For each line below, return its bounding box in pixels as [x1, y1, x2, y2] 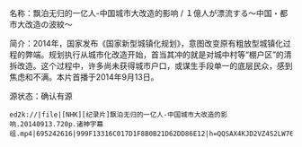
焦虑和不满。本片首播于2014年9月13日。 [9, 72, 159, 82]
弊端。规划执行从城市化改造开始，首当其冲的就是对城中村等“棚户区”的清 [24, 49, 292, 60]
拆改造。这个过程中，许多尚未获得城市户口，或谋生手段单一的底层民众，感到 [9, 61, 293, 71]
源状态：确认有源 [9, 91, 73, 101]
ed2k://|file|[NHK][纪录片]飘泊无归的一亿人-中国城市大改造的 [9, 110, 222, 119]
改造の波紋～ [24, 19, 73, 30]
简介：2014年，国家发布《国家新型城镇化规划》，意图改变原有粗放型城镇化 [9, 39, 284, 48]
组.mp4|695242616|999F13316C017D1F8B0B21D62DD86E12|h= [9, 129, 218, 138]
